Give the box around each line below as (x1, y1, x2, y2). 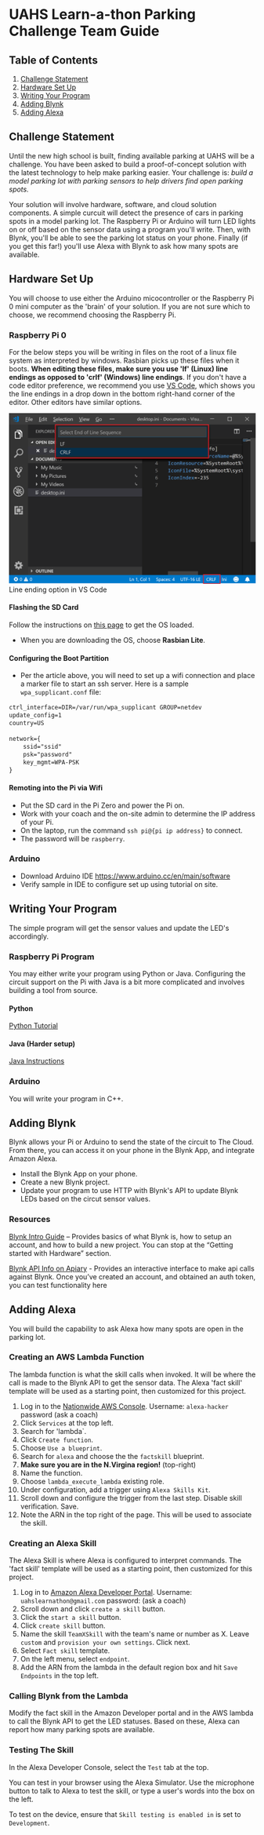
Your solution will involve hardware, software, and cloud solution (9, 199, 217, 209)
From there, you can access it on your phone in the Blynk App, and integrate (9, 1146, 255, 1155)
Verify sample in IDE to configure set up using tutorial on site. (20, 879, 219, 888)
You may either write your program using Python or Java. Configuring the (9, 969, 246, 978)
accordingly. (9, 932, 49, 941)
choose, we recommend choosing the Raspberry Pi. (9, 310, 177, 319)
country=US (9, 720, 45, 728)
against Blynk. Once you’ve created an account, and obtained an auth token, (9, 1271, 256, 1281)
